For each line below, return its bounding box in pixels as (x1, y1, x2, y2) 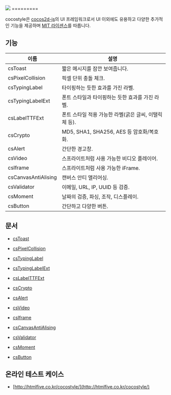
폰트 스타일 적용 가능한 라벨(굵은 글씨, (62, 111, 148, 118)
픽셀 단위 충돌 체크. (62, 74, 105, 82)
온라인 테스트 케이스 (5, 370, 64, 379)
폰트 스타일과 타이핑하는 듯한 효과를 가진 (62, 94, 154, 101)
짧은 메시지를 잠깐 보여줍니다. (62, 65, 129, 72)
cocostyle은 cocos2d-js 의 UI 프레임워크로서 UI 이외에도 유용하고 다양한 (5, 16, 150, 22)
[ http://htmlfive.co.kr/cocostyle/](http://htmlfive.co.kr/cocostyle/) (12, 384, 150, 390)
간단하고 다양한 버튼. (62, 202, 108, 209)
